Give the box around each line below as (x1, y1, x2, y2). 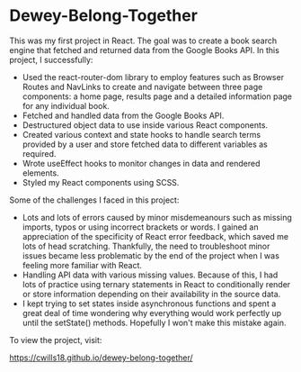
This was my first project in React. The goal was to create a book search (9, 35, 278, 46)
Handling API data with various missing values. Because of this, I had (22, 269, 279, 280)
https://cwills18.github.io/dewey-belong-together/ (9, 352, 193, 363)
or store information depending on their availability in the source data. (22, 288, 281, 299)
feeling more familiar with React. (22, 259, 142, 270)
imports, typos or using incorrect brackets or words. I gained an (22, 222, 259, 232)
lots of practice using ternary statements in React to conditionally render (22, 278, 291, 289)
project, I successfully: (9, 54, 93, 65)
